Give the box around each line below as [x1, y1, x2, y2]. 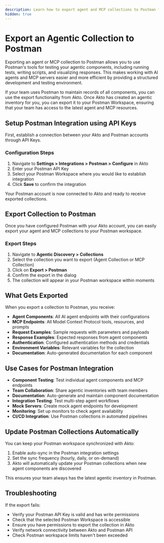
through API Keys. [5, 137, 41, 143]
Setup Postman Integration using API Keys [5, 119, 137, 127]
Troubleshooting [5, 489, 57, 498]
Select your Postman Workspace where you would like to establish [12, 171, 146, 177]
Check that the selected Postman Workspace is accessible [12, 517, 130, 523]
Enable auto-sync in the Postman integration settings [12, 450, 119, 456]
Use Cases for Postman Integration [5, 364, 114, 372]
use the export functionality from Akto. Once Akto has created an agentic [5, 95, 152, 101]
